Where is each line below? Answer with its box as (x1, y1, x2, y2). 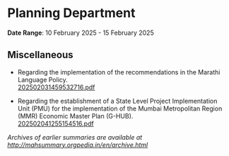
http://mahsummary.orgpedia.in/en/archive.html (7, 140, 148, 149)
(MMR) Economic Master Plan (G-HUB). (17, 111, 134, 120)
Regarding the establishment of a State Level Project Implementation (17, 96, 218, 105)
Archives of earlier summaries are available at (7, 133, 143, 141)
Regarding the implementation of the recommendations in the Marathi (17, 67, 221, 76)
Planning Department (7, 5, 136, 21)
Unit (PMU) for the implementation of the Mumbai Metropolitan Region (17, 104, 223, 113)
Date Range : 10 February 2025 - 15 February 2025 (7, 28, 154, 37)
